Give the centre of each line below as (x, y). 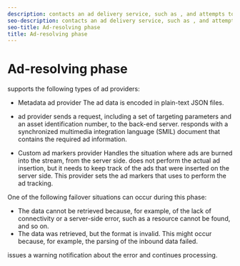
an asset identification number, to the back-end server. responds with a (123, 124)
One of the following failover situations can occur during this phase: (107, 198)
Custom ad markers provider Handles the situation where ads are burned (125, 153)
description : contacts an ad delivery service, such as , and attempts (116, 14)
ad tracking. (35, 183)
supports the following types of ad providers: (74, 89)
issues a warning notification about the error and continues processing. (112, 255)
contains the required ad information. (72, 139)
